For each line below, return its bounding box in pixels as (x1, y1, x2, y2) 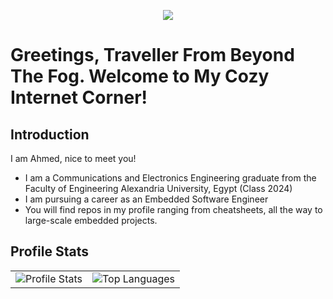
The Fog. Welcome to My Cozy (10, 65, 270, 88)
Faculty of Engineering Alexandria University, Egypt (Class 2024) (24, 183, 293, 194)
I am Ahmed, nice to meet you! (10, 153, 137, 164)
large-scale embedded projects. (24, 215, 158, 226)
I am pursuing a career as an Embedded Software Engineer (24, 193, 269, 205)
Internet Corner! (10, 86, 148, 109)
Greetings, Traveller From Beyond (10, 44, 295, 67)
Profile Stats (10, 243, 89, 260)
